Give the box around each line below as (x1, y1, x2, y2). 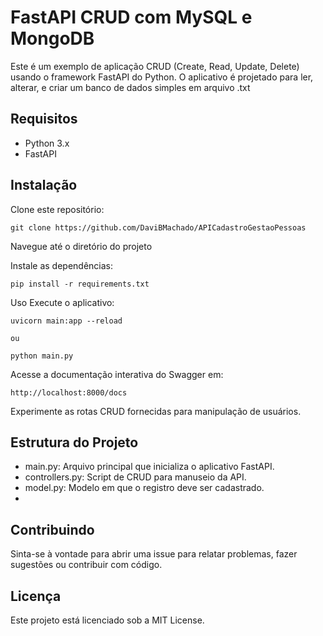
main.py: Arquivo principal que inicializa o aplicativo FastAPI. (24, 461, 275, 473)
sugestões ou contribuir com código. (10, 559, 163, 571)
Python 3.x (24, 137, 70, 149)
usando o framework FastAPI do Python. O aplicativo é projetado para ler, (10, 71, 314, 83)
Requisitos (10, 111, 78, 128)
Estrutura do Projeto (10, 434, 139, 451)
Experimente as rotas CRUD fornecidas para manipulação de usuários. (10, 405, 302, 417)
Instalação (10, 177, 78, 194)
